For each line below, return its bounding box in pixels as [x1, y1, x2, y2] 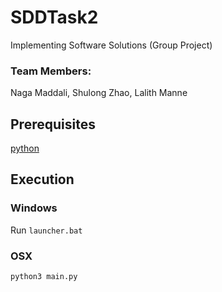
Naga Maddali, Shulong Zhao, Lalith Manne [10, 87, 188, 99]
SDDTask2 [10, 6, 99, 29]
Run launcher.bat [10, 224, 83, 236]
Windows [10, 201, 58, 215]
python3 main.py [10, 272, 78, 282]
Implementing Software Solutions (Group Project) [10, 39, 213, 51]
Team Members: [10, 64, 92, 78]
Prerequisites [10, 116, 96, 133]
